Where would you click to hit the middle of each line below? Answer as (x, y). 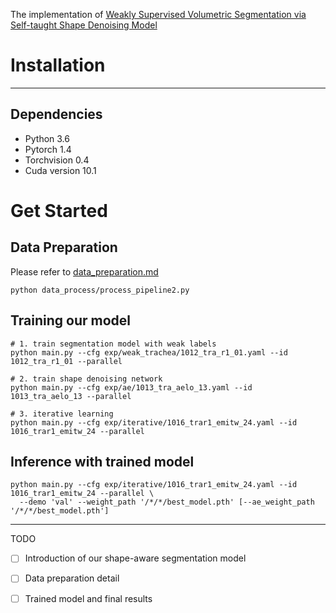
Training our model (71, 320)
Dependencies (56, 114)
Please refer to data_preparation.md (84, 271)
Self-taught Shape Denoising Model (84, 25)
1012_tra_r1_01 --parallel (66, 361)
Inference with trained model (102, 461)
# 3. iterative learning (62, 414)
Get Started (59, 210)
